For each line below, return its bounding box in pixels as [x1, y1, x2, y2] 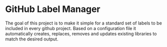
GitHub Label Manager [5, 3, 100, 15]
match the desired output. [5, 36, 58, 42]
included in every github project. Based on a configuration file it [5, 25, 136, 31]
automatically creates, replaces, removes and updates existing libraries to [5, 30, 157, 36]
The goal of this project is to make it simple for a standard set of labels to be [5, 20, 162, 26]
